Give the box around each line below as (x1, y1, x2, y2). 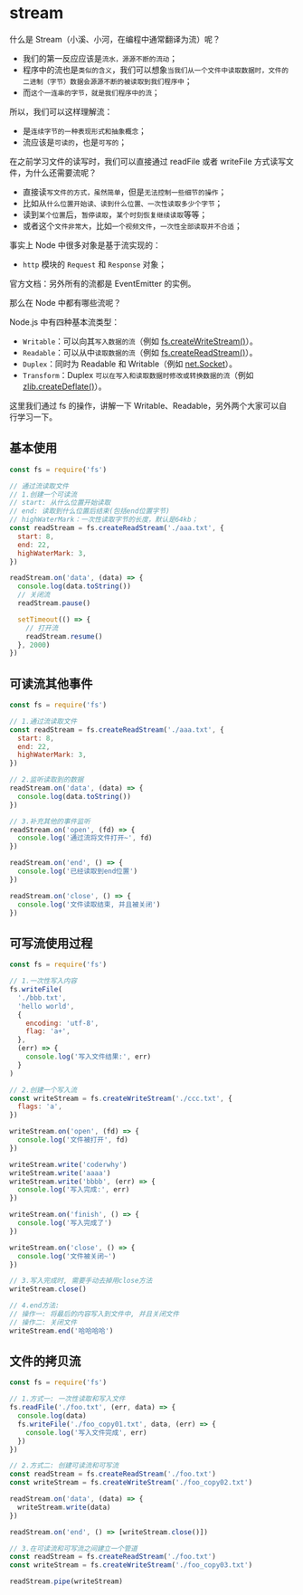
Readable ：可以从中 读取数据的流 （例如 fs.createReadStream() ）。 (22, 347, 258, 357)
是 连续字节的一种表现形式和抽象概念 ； (22, 125, 147, 136)
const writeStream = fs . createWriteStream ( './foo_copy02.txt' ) (9, 1478, 253, 1487)
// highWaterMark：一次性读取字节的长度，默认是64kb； (9, 515, 199, 525)
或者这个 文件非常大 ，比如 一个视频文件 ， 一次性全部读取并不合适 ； (22, 220, 242, 231)
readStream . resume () (25, 631, 103, 641)
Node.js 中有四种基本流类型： (9, 316, 120, 328)
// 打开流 (25, 623, 59, 632)
